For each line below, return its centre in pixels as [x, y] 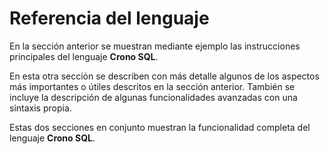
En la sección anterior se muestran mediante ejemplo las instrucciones [155, 46]
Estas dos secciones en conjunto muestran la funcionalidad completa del [160, 127]
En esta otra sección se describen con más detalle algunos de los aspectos [164, 76]
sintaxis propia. [40, 108]
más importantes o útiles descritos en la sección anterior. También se [152, 86]
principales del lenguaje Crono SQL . [84, 56]
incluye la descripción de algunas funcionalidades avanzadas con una [153, 97]
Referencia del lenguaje [109, 18]
